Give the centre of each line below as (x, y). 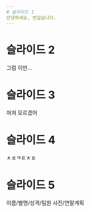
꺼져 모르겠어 (22, 113)
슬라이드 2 (31, 50)
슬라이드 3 (31, 95)
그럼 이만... (19, 68)
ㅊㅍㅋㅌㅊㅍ (21, 158)
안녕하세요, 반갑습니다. (31, 18)
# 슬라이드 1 (20, 12)
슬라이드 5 (31, 185)
